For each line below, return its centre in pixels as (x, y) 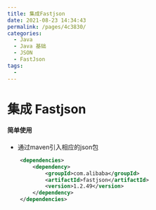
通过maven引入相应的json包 (58, 147)
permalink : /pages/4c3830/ (47, 27)
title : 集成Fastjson (36, 14)
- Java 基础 (30, 46)
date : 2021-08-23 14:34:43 (47, 20)
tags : (15, 66)
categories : (25, 33)
